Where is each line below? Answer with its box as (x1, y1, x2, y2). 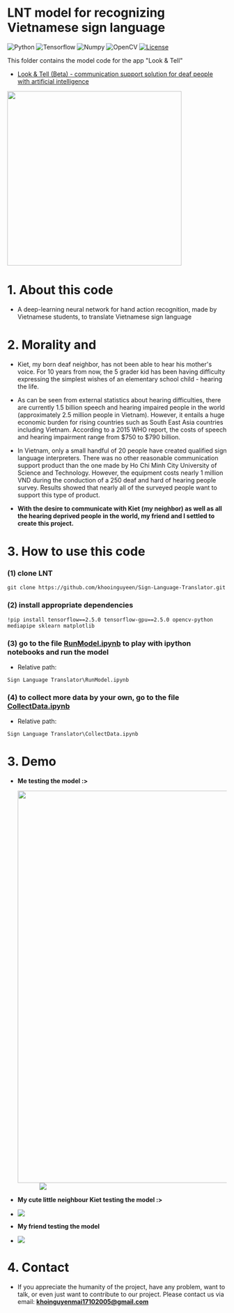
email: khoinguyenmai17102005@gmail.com (17, 1298, 149, 1306)
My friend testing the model (17, 1222, 100, 1231)
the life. (17, 382, 40, 390)
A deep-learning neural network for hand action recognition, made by (17, 305, 217, 313)
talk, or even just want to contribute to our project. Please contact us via (17, 1290, 224, 1298)
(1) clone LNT (7, 568, 54, 578)
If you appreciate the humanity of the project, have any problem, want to (17, 1283, 226, 1291)
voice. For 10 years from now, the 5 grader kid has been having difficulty (17, 367, 225, 376)
